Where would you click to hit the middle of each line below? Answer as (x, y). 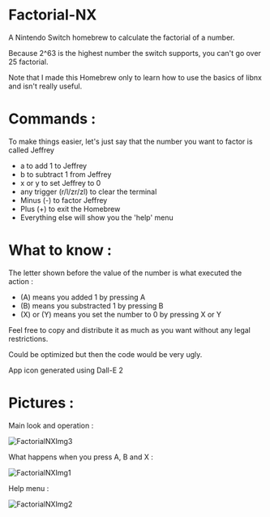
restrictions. (28, 338)
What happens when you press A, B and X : (81, 457)
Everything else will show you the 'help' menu (97, 218)
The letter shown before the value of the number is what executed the (125, 273)
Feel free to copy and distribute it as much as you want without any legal (130, 330)
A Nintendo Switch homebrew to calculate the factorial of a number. (122, 37)
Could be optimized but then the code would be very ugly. (105, 354)
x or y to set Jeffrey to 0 (60, 183)
